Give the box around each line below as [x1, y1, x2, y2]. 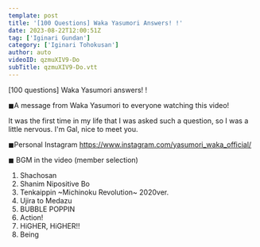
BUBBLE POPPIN [19, 204, 76, 214]
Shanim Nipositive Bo [19, 179, 90, 188]
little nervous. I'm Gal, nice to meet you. [8, 124, 138, 133]
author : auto [8, 48, 52, 56]
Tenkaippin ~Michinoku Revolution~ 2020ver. [19, 187, 169, 197]
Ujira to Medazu [19, 195, 73, 205]
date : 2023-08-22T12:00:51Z [8, 26, 102, 34]
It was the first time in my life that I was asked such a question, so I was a [8, 116, 249, 125]
